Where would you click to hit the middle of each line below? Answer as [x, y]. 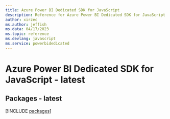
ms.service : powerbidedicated [38, 44]
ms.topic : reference [27, 34]
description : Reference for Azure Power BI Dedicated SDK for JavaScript [86, 15]
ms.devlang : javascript [31, 39]
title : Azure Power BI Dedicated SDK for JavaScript [63, 10]
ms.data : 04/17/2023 [27, 29]
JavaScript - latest [45, 80]
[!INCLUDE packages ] [28, 111]
